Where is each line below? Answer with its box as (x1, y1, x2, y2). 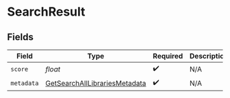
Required (153, 52, 183, 61)
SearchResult (7, 4, 86, 20)
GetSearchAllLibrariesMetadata (45, 78, 146, 88)
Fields (7, 31, 34, 43)
